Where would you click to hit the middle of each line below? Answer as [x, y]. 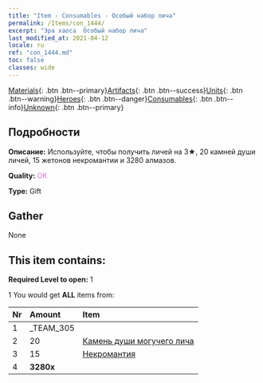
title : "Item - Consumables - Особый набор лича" [92, 16]
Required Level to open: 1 [51, 279]
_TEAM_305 [52, 328]
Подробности [44, 132]
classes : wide [32, 68]
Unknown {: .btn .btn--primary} [74, 107]
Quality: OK [28, 176]
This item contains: [57, 260]
